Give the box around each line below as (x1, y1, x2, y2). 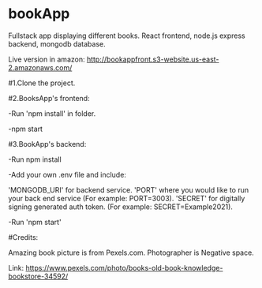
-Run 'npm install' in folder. (8, 108, 96, 118)
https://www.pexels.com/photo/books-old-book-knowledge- (25, 263, 223, 272)
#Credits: (8, 232, 39, 241)
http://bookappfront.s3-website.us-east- (86, 54, 219, 64)
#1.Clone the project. (8, 78, 76, 88)
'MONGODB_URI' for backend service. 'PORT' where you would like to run (8, 185, 249, 194)
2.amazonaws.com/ (8, 62, 73, 72)
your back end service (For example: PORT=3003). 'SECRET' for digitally (8, 193, 245, 203)
